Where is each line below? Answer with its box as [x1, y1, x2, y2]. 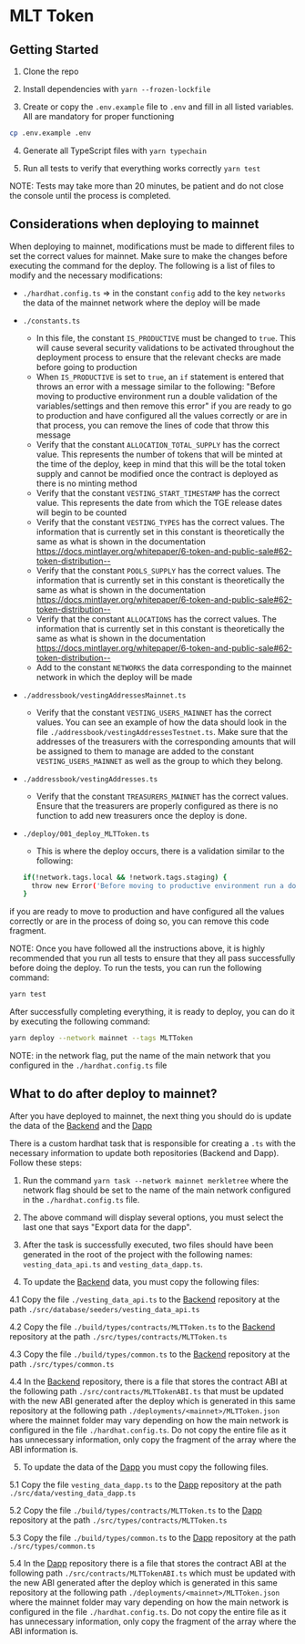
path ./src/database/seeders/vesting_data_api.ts [9, 1303, 200, 1314]
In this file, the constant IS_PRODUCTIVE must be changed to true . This [36, 332, 296, 343]
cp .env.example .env [9, 129, 92, 138]
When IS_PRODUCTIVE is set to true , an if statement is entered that [36, 371, 285, 382]
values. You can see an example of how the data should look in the [36, 717, 287, 728]
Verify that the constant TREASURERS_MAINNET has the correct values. [36, 791, 289, 801]
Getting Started [9, 42, 99, 57]
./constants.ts [22, 316, 81, 326]
